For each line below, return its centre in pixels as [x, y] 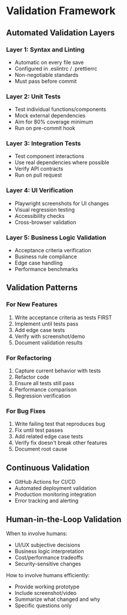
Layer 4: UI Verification [40, 190]
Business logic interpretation [49, 551]
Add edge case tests [40, 330]
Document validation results [49, 342]
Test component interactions [49, 156]
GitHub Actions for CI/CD [45, 482]
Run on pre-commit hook [45, 128]
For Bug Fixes [26, 411]
